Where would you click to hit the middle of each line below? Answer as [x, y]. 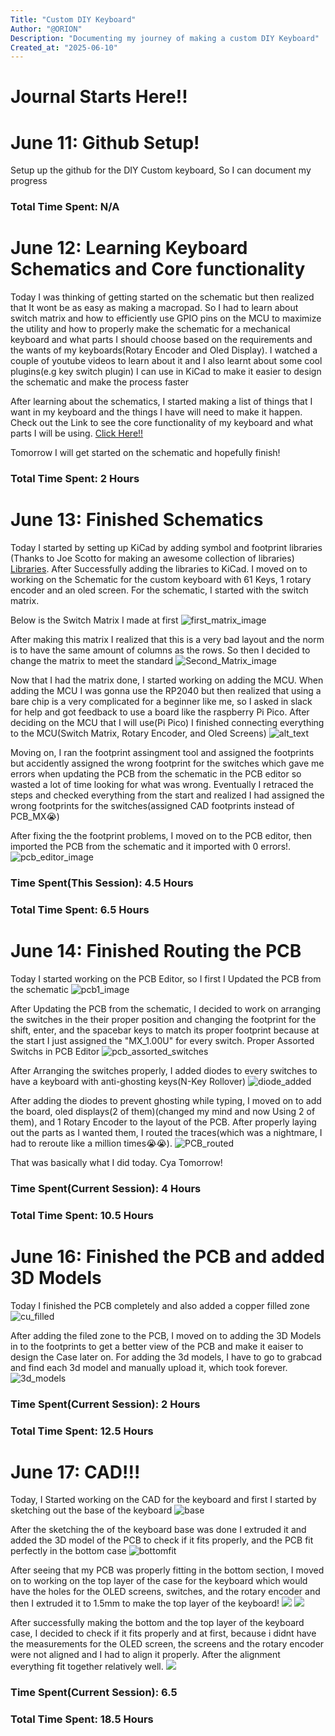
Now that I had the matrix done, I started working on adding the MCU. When [167, 680]
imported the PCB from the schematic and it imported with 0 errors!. [151, 847]
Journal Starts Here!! [99, 97]
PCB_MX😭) [35, 817]
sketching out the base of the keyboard [91, 1510]
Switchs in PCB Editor [55, 1051]
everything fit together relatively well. [87, 1667]
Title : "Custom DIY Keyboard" [73, 19]
